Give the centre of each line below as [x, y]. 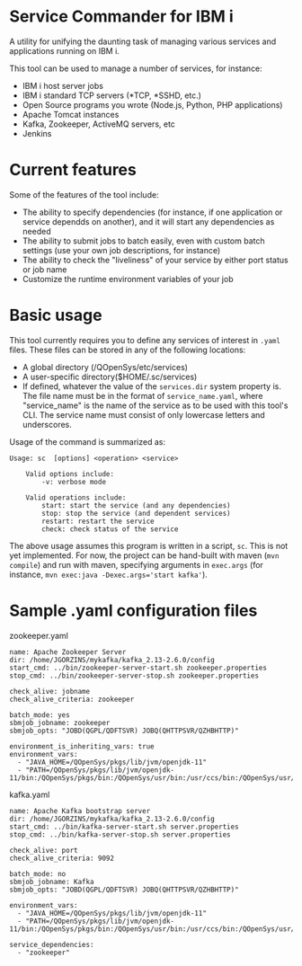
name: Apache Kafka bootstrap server [80, 811]
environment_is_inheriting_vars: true [82, 746]
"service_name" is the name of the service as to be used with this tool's [155, 405]
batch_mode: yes [40, 715]
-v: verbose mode [74, 482]
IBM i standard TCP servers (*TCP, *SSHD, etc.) [112, 95]
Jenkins [37, 133]
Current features [73, 170]
